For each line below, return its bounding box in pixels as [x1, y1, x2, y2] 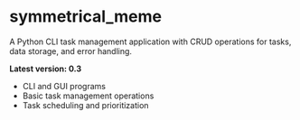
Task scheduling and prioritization [22, 99, 149, 110]
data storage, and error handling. [9, 45, 133, 56]
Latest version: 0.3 [9, 63, 82, 74]
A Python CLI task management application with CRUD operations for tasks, [9, 36, 292, 47]
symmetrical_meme [9, 6, 163, 27]
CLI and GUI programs [22, 80, 107, 91]
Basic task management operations [22, 90, 155, 101]
